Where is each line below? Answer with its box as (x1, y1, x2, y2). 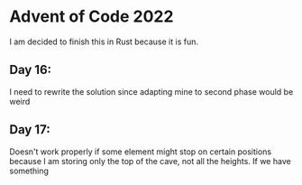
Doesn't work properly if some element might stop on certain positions (9, 146, 272, 157)
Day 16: (9, 62, 52, 78)
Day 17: (9, 122, 51, 137)
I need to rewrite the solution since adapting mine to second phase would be (9, 86, 294, 97)
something (9, 165, 50, 176)
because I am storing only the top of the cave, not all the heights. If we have (9, 155, 291, 166)
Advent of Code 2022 (9, 6, 174, 27)
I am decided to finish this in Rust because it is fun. (9, 36, 199, 47)
